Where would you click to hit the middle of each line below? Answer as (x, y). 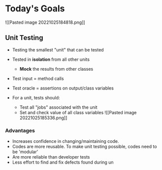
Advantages (20, 130)
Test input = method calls (38, 78)
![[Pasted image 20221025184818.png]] (45, 22)
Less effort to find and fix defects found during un (63, 162)
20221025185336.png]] (43, 118)
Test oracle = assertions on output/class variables (63, 88)
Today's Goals (35, 9)
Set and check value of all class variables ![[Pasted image (78, 112)
